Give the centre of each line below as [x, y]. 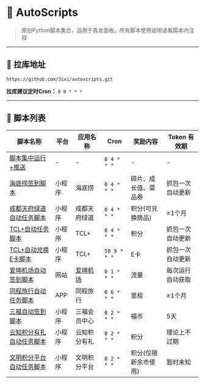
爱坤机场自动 [28, 270]
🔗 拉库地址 [26, 65]
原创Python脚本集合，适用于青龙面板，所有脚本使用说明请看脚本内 [105, 30]
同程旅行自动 [28, 291]
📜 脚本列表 [26, 118]
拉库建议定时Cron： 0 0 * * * [45, 91]
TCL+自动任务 [29, 229]
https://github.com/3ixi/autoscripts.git [60, 79]
